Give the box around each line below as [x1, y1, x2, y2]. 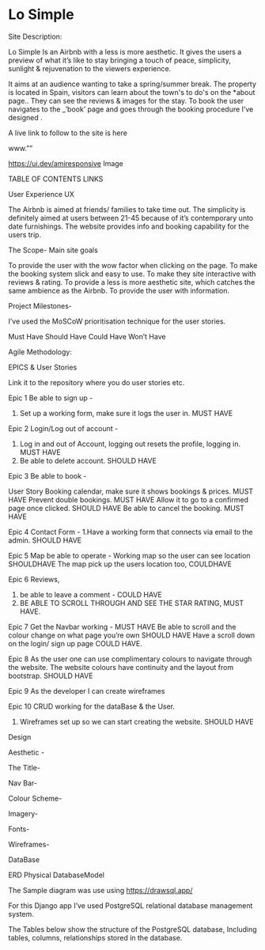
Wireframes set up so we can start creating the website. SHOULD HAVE [19, 717, 255, 726]
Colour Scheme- [8, 793, 62, 803]
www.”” [8, 143, 33, 153]
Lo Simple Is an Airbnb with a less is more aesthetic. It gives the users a [8, 47, 242, 56]
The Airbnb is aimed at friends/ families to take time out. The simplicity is [8, 204, 246, 214]
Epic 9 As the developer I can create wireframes [8, 686, 165, 695]
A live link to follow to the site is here [8, 128, 128, 138]
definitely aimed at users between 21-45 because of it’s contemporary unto [8, 213, 254, 222]
